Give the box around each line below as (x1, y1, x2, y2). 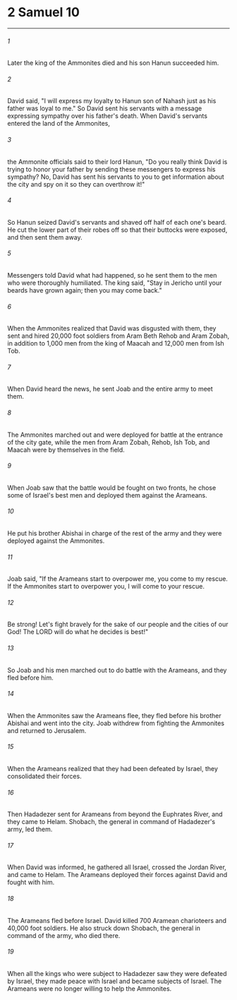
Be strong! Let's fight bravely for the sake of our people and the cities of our (7, 620, 229, 629)
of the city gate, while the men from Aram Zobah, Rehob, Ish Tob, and (7, 437, 210, 446)
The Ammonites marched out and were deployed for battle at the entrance (7, 430, 224, 439)
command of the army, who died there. (7, 931, 121, 940)
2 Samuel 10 (7, 4, 80, 20)
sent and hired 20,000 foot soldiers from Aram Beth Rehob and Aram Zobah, (7, 331, 230, 340)
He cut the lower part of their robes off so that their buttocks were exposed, (7, 225, 228, 234)
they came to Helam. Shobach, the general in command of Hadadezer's (7, 818, 216, 826)
